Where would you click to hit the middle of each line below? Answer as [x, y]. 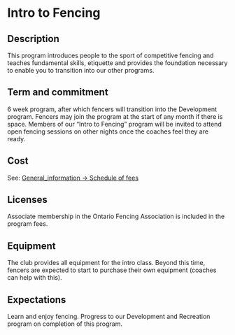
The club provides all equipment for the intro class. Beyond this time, [106, 263]
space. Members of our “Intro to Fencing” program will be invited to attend [114, 124]
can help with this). [35, 278]
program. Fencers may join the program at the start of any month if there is [115, 116]
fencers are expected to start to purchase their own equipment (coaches [112, 270]
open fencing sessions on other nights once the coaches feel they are [108, 131]
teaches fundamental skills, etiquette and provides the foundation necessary [117, 63]
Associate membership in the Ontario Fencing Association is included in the [116, 216]
